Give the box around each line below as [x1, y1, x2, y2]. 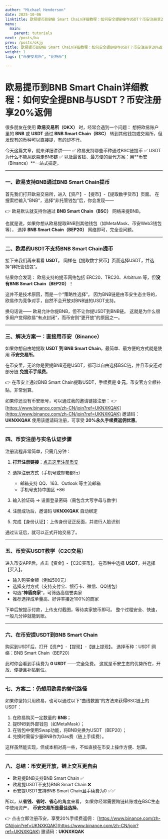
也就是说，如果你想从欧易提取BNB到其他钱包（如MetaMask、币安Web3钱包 [5, 220, 162, 226]
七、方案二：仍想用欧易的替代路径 [5, 685, 87, 692]
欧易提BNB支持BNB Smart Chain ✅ [12, 775, 84, 781]
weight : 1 [5, 49, 26, 54]
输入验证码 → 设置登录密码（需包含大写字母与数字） [12, 497, 120, 503]
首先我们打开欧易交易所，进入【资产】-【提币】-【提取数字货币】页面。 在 [5, 191, 159, 197]
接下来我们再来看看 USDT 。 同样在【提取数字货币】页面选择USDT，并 [5, 257, 150, 263]
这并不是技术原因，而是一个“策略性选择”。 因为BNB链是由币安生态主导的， [5, 291, 160, 297]
